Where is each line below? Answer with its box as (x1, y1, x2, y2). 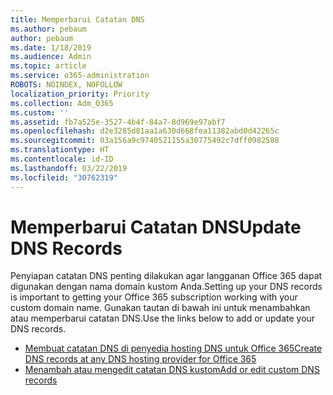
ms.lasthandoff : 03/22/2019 (10, 163, 128, 173)
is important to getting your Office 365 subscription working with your (10, 291, 298, 303)
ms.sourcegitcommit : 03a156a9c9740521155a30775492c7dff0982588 (10, 136, 280, 146)
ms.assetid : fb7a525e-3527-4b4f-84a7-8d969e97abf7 (10, 117, 226, 127)
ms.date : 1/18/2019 (10, 42, 92, 53)
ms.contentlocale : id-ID (10, 154, 114, 164)
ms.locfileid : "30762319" (10, 172, 118, 183)
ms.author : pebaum (10, 24, 87, 34)
